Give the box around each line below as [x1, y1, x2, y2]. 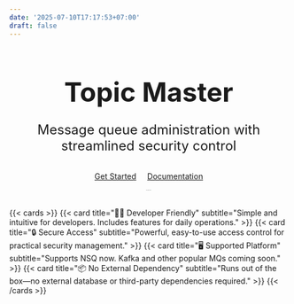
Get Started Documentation [94, 170, 204, 182]
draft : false [9, 21, 58, 30]
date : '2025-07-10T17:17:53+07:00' [9, 12, 141, 22]
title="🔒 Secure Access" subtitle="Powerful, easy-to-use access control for [9, 227, 285, 238]
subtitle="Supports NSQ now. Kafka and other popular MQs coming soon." [9, 253, 282, 263]
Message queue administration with [36, 121, 261, 138]
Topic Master [64, 74, 234, 109]
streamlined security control [60, 136, 237, 154]
